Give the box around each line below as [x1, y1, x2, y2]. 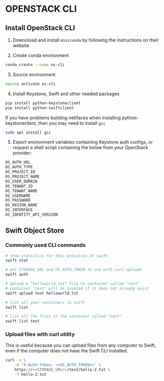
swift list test [5, 319, 40, 324]
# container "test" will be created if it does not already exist [5, 286, 149, 291]
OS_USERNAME [5, 193, 31, 198]
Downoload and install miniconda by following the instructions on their [12, 37, 159, 43]
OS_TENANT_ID [5, 184, 33, 189]
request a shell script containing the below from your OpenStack [12, 144, 149, 151]
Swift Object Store [5, 226, 65, 235]
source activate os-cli [5, 81, 56, 86]
